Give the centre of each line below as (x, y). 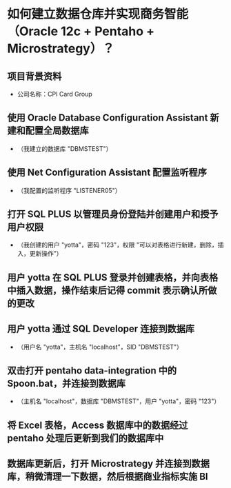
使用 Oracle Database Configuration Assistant (108, 118)
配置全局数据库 (57, 131)
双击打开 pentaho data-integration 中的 (92, 370)
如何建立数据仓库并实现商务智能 (98, 14)
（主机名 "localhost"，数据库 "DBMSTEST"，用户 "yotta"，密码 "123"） (119, 401)
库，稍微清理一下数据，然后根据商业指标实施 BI (108, 477)
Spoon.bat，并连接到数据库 (67, 384)
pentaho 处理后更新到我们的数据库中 (86, 438)
